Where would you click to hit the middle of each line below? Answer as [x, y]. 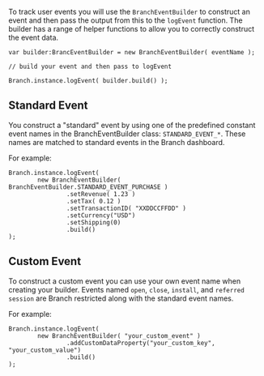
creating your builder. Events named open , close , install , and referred [126, 289]
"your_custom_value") [45, 350]
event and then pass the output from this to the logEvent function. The [126, 20]
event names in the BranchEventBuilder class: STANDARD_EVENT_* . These [127, 134]
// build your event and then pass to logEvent [90, 66]
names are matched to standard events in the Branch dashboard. [117, 142]
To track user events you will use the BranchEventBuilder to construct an [130, 12]
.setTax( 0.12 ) [94, 201]
